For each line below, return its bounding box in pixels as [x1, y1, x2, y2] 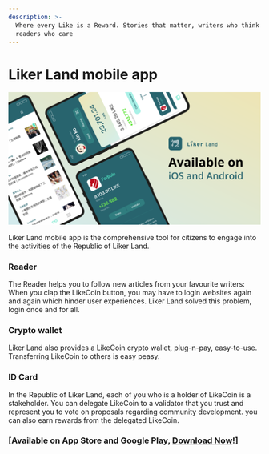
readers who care [15, 30, 74, 38]
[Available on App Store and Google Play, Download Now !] [8, 435, 239, 446]
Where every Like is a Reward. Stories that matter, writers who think [15, 21, 260, 30]
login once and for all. [8, 304, 80, 314]
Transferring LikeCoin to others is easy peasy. [8, 352, 160, 361]
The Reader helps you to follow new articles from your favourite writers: [8, 279, 246, 288]
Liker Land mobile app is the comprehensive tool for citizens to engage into [8, 232, 257, 242]
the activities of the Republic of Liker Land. [8, 241, 150, 251]
